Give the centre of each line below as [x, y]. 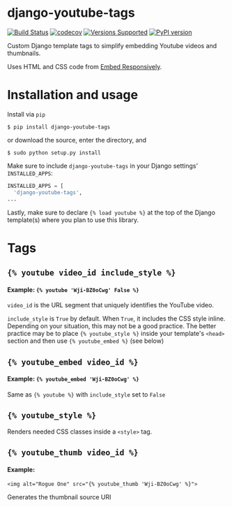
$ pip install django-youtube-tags [59, 127]
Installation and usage [72, 95]
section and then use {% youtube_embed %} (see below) [86, 341]
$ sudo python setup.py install [54, 153]
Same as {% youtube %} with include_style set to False [86, 394]
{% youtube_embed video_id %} [73, 362]
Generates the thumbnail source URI [59, 497]
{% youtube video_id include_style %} [92, 273]
